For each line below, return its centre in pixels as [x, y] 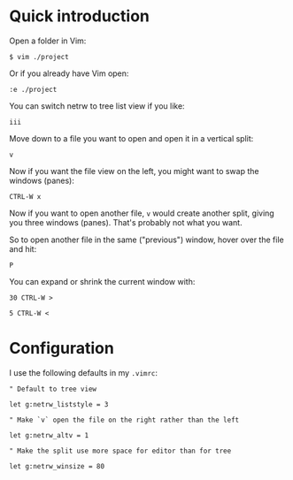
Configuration [62, 349]
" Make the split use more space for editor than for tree [120, 451]
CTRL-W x [25, 196]
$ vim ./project [39, 57]
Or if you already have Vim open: [69, 73]
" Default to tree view [53, 389]
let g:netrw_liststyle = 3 [59, 404]
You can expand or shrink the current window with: [102, 281]
